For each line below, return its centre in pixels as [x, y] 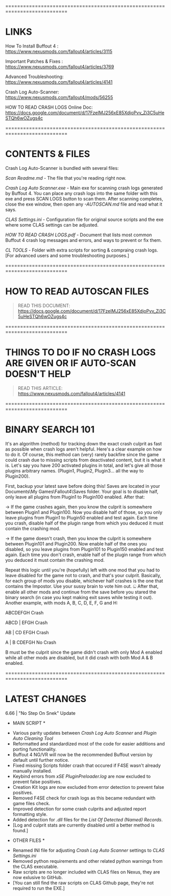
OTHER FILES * [29, 840]
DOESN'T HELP [38, 374]
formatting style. [30, 814]
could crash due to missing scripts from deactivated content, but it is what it [85, 460]
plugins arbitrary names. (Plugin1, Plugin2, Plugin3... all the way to [75, 470]
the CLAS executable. [35, 866]
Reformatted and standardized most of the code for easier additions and [89, 743]
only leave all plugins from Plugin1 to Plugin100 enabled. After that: [75, 497]
